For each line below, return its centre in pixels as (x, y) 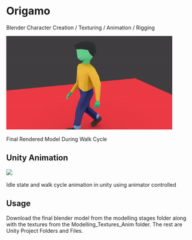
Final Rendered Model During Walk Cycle (57, 139)
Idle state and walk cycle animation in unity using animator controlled (91, 184)
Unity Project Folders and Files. (45, 230)
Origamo (28, 11)
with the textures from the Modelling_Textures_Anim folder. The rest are (94, 224)
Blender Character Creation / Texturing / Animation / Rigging (81, 28)
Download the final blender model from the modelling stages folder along (96, 218)
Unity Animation (37, 158)
